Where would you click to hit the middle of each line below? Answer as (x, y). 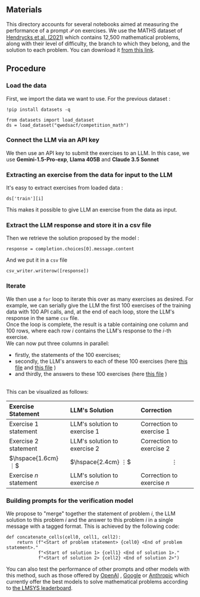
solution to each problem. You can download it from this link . (80, 49)
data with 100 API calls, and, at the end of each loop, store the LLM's (90, 312)
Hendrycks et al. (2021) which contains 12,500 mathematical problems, (93, 37)
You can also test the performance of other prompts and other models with (98, 569)
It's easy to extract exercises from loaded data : (65, 188)
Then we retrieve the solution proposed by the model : (73, 238)
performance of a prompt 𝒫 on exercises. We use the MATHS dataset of (94, 30)
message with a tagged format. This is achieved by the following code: (93, 526)
